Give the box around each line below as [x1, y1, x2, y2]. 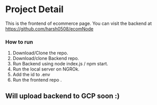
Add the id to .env [12, 72, 50, 78]
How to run [5, 38, 33, 45]
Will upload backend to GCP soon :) [5, 91, 120, 100]
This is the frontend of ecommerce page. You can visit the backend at [5, 20, 152, 26]
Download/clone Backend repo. [12, 55, 79, 61]
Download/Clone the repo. [12, 50, 68, 56]
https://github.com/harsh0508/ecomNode [5, 25, 94, 31]
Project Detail [5, 4, 64, 15]
